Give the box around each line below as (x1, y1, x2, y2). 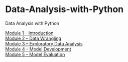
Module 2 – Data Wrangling (5, 35, 62, 41)
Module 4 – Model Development (5, 46, 71, 52)
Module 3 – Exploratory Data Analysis (5, 40, 83, 46)
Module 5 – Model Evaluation (5, 51, 65, 57)
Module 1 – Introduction (5, 30, 54, 36)
